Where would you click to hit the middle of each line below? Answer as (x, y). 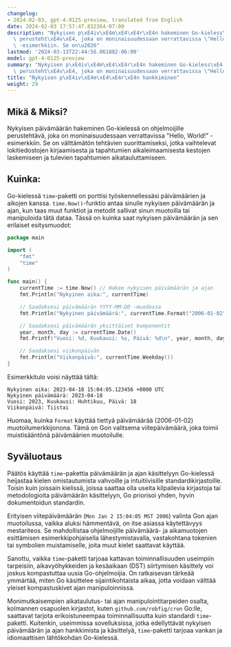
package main (26, 237)
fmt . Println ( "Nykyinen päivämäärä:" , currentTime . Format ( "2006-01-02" (123, 313)
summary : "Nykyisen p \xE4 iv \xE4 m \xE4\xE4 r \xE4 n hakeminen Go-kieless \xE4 (115, 65)
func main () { (27, 282)
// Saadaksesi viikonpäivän (59, 351)
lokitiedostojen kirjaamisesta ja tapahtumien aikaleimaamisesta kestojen (109, 150)
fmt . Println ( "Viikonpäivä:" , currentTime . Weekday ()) (97, 358)
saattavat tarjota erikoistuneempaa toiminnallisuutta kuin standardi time (108, 615)
